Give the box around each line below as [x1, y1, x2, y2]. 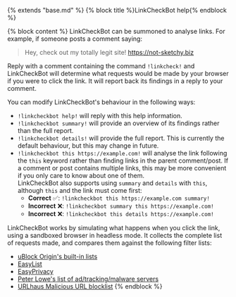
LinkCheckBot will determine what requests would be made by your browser [7, 70, 229, 77]
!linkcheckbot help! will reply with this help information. [17, 112, 183, 120]
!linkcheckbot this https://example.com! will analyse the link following [17, 149, 228, 157]
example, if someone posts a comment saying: [7, 34, 143, 43]
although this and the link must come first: [17, 187, 142, 194]
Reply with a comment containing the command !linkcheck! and [7, 62, 195, 70]
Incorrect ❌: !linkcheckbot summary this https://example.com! [27, 202, 214, 210]
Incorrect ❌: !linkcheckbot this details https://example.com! [27, 210, 214, 217]
